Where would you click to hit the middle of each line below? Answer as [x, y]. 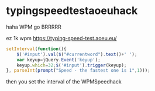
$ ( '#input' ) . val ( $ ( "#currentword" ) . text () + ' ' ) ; [77, 54]
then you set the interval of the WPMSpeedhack [64, 82]
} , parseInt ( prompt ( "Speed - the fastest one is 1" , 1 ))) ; [78, 71]
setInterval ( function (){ [36, 49]
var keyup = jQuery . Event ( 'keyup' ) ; [58, 60]
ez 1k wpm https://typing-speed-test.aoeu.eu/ [61, 38]
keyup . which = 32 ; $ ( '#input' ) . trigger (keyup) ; [72, 65]
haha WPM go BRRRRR [34, 27]
